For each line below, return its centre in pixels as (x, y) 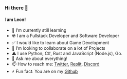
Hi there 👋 (17, 8)
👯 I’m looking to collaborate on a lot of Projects (58, 48)
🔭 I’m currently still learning (39, 30)
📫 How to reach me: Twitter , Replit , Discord (55, 64)
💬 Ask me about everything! (39, 59)
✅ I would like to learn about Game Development (60, 43)
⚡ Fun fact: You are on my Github (45, 71)
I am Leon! (15, 20)
